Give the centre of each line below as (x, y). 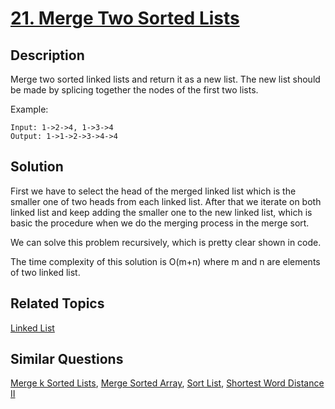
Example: (29, 109)
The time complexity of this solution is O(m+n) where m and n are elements (165, 261)
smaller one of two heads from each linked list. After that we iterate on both (166, 201)
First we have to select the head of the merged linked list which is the (153, 191)
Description (47, 55)
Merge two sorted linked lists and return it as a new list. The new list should (165, 79)
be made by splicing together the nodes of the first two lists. (134, 90)
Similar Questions (67, 359)
